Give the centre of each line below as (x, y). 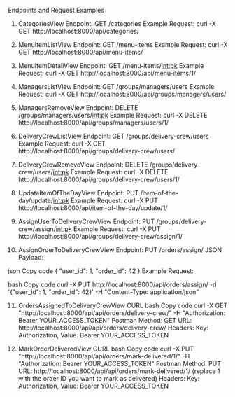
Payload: (31, 257)
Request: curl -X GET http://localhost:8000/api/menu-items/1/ (107, 73)
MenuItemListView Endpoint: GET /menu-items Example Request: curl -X (123, 44)
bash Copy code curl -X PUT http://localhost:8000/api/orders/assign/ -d (112, 284)
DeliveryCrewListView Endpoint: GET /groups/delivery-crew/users (113, 136)
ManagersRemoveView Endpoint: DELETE (78, 107)
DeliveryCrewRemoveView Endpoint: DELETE (83, 165)
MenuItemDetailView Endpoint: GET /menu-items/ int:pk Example (111, 65)
